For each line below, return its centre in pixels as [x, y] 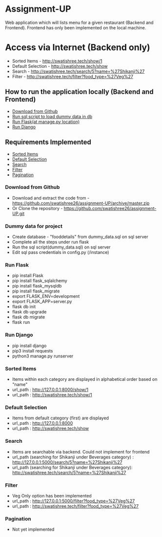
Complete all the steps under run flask [51, 242]
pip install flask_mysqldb [37, 286]
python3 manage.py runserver [43, 356]
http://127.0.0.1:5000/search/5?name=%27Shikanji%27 [67, 462]
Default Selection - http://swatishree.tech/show [60, 66]
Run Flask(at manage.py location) [46, 122]
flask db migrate [29, 317]
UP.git [18, 213]
